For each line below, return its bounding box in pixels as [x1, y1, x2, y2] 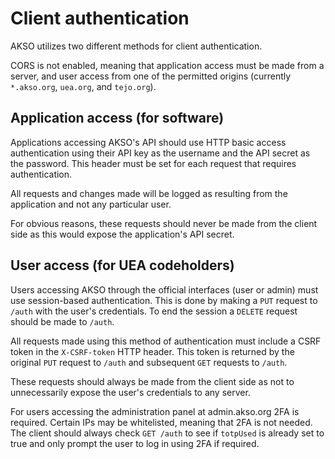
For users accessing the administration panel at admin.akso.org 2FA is [10, 405, 300, 417]
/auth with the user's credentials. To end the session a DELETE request [10, 305, 298, 317]
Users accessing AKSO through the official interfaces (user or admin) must [10, 283, 319, 296]
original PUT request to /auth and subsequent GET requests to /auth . [10, 356, 288, 368]
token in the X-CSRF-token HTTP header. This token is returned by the [10, 345, 295, 357]
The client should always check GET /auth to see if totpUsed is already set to [10, 427, 325, 439]
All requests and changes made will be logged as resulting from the [10, 187, 288, 199]
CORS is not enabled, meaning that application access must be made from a [10, 59, 325, 71]
